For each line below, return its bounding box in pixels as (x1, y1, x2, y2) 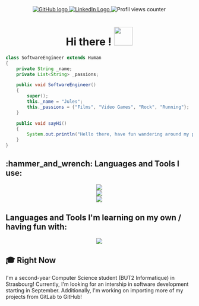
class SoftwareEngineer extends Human (5, 55, 102, 61)
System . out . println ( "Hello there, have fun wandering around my (27, 131, 189, 137)
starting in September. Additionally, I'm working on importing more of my (5, 286, 184, 294)
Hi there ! (65, 35, 112, 49)
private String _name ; (16, 65, 72, 72)
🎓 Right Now (5, 255, 56, 266)
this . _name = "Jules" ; (27, 99, 83, 105)
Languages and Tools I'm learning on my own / (5, 213, 182, 223)
